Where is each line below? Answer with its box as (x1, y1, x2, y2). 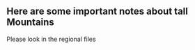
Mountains (6, 17, 55, 28)
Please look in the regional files (6, 35, 96, 43)
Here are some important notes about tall (6, 6, 189, 17)
